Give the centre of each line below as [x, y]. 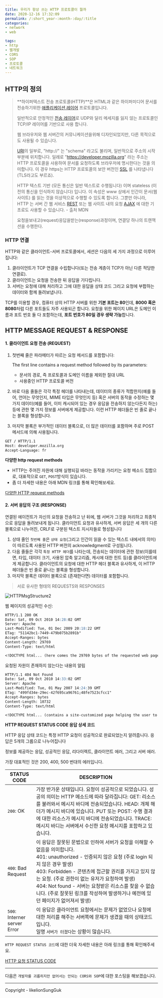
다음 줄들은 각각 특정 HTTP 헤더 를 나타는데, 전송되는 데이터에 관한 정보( [78, 551]
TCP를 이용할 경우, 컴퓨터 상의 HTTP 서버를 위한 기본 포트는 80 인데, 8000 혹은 [81, 303]
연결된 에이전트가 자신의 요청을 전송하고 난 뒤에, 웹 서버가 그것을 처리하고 [74, 517]
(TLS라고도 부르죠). [35, 175]
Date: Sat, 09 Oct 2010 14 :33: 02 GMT [43, 679]
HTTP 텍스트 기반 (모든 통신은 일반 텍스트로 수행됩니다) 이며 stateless [83, 185]
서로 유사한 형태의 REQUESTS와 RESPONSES [61, 586]
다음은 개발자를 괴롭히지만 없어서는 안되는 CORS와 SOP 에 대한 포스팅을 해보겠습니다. [81, 976]
